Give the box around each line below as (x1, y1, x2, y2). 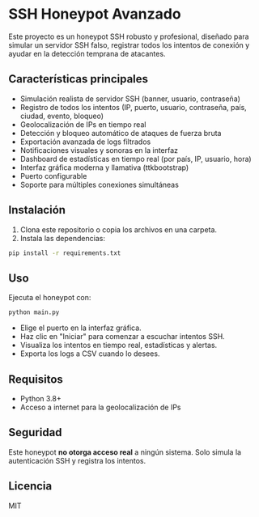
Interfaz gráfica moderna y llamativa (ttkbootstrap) (19, 163, 189, 172)
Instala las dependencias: (19, 233, 105, 243)
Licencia (8, 479, 53, 494)
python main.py (8, 308, 60, 316)
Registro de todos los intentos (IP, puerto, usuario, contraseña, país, (19, 102, 247, 112)
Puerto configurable (19, 171, 87, 180)
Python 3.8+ (19, 393, 62, 403)
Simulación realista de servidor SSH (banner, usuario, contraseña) (19, 94, 241, 104)
